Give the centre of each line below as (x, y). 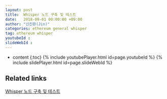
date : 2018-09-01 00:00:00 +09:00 (44, 19)
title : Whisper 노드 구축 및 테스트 (41, 15)
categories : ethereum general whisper (46, 29)
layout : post (19, 10)
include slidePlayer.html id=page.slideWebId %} (62, 62)
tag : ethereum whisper (29, 33)
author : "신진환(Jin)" (28, 24)
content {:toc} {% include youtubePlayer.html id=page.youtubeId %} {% (88, 57)
